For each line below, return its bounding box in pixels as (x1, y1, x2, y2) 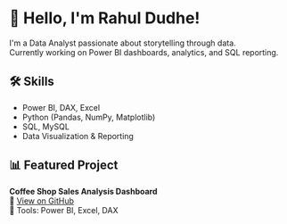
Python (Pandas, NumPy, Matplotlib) (21, 112, 156, 122)
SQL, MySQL (21, 120, 70, 132)
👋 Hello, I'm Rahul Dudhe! (9, 8, 201, 29)
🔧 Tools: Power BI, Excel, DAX (9, 204, 119, 215)
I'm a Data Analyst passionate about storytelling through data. (9, 37, 236, 48)
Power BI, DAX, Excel (21, 102, 101, 112)
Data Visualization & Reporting (21, 130, 134, 141)
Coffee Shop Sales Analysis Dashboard (9, 186, 158, 196)
